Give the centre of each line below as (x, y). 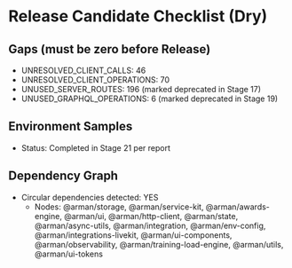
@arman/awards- (237, 207)
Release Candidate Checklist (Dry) (138, 16)
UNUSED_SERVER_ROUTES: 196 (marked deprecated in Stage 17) (141, 89)
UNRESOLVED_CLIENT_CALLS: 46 (83, 70)
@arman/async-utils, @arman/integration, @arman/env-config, (150, 225)
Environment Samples (71, 126)
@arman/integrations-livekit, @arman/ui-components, (133, 235)
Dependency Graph (63, 176)
